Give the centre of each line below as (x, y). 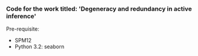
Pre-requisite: (23, 29)
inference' (21, 16)
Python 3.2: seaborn (39, 47)
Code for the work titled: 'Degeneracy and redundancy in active (99, 9)
